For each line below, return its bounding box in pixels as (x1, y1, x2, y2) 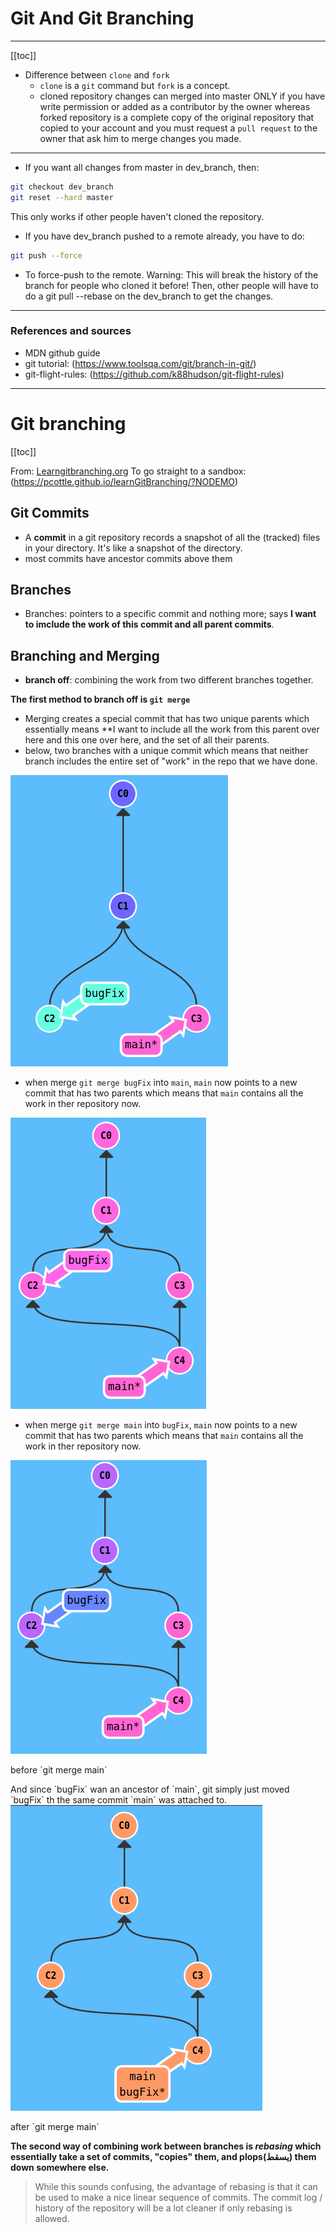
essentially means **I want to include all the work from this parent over (24, 723, 320, 736)
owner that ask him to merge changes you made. (39, 132, 242, 144)
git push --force (10, 250, 83, 261)
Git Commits (10, 505, 90, 522)
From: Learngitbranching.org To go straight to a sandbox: (10, 465, 247, 477)
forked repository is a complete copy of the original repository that (39, 111, 315, 123)
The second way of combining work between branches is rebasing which (10, 2140, 322, 2152)
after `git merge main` (10, 2121, 100, 2133)
